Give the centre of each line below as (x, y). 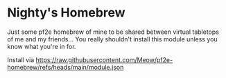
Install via (21, 59)
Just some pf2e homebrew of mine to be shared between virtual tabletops (113, 32)
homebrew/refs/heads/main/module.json (66, 67)
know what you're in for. (42, 46)
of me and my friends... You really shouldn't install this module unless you (112, 39)
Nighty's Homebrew (67, 13)
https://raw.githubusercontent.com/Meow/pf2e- (104, 59)
